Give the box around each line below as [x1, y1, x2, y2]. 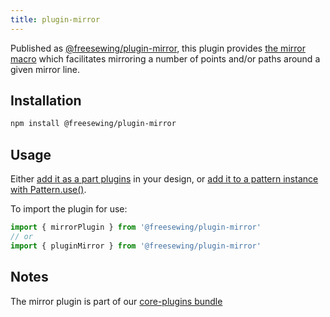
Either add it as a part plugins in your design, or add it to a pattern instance [10, 173, 319, 185]
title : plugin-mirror [10, 14, 101, 25]
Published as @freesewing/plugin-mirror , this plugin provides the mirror [10, 42, 306, 54]
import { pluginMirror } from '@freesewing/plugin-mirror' [10, 241, 262, 251]
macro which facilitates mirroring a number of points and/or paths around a [10, 52, 321, 65]
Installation [10, 92, 82, 110]
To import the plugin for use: [10, 203, 128, 215]
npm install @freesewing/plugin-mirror [10, 119, 177, 129]
